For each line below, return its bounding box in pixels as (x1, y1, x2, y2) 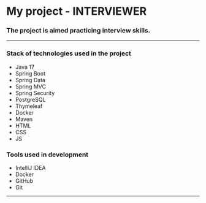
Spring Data (15, 76, 46, 83)
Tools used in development (6, 150, 89, 159)
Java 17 (15, 63, 35, 71)
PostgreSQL (15, 96, 46, 103)
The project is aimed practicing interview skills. (6, 26, 151, 35)
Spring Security (15, 89, 55, 96)
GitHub (15, 177, 34, 185)
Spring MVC (15, 83, 47, 90)
